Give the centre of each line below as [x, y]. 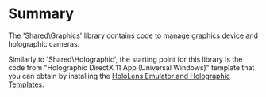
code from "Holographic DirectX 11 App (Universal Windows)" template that [131, 67]
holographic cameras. [44, 43]
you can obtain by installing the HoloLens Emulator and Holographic [119, 76]
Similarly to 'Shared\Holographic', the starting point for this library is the [126, 59]
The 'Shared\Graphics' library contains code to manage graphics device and [133, 35]
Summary [41, 14]
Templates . [27, 84]
